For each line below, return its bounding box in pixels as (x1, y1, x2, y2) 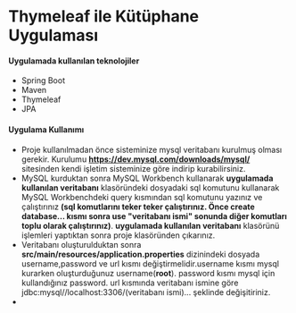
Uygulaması (8, 25, 99, 46)
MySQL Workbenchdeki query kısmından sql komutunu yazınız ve (21, 191, 263, 202)
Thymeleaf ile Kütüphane (8, 6, 200, 27)
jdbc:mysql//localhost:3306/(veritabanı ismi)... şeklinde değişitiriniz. (21, 286, 271, 297)
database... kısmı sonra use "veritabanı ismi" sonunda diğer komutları (21, 210, 287, 221)
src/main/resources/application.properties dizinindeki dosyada (21, 249, 260, 259)
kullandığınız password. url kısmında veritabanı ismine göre (21, 277, 239, 288)
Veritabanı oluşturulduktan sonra (21, 239, 142, 250)
